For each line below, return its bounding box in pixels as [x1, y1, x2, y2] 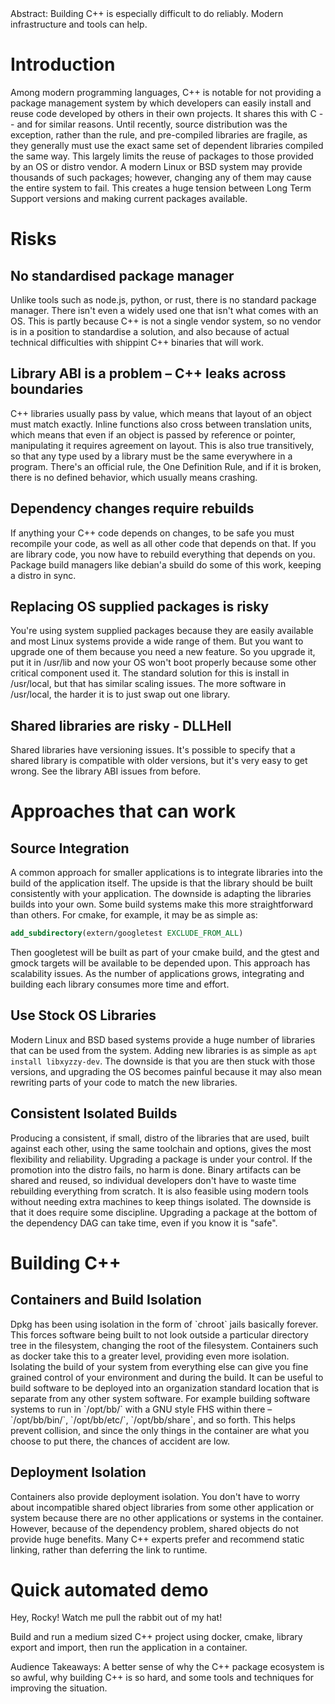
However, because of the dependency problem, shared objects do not [10, 1522, 300, 1534]
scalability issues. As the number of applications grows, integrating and [10, 968, 305, 980]
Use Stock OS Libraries [10, 1007, 157, 1024]
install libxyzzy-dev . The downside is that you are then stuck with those [10, 1055, 316, 1067]
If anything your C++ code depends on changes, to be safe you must [10, 527, 295, 539]
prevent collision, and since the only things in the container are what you [10, 1424, 310, 1436]
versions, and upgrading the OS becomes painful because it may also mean [10, 1065, 323, 1077]
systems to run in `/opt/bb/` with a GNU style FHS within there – [10, 1403, 273, 1415]
